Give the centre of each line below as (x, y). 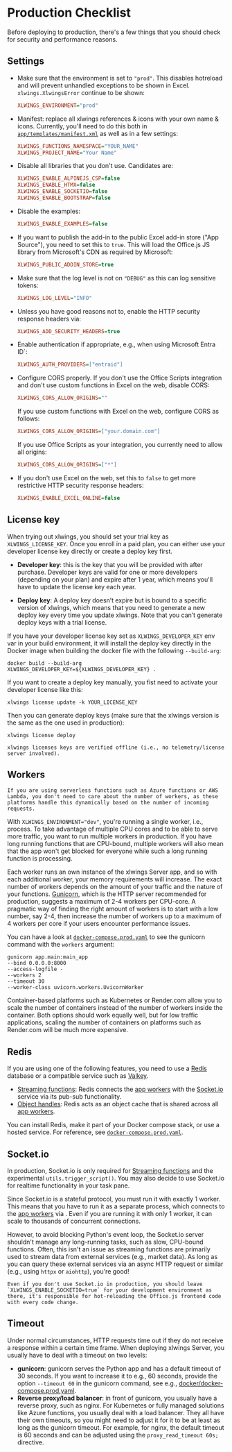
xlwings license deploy (42, 735)
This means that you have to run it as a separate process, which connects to (116, 1206)
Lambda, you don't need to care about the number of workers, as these (113, 797)
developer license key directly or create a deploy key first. (90, 551)
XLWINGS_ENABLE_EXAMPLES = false (62, 223)
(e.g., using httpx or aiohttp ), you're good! (68, 1271)
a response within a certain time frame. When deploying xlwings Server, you (116, 1347)
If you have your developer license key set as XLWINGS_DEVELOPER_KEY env (111, 636)
